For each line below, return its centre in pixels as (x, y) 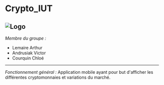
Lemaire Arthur (27, 48)
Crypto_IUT (29, 9)
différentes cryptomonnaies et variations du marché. (58, 77)
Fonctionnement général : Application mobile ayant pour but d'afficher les (79, 72)
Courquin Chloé (28, 58)
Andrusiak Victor (29, 53)
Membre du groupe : (26, 38)
